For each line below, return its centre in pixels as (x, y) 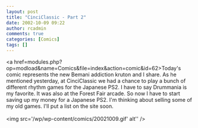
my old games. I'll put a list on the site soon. (60, 106)
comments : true (25, 34)
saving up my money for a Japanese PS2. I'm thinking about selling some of (99, 99)
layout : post (22, 12)
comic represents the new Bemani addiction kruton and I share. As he (91, 74)
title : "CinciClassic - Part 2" (46, 17)
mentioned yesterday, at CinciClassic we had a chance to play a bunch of (96, 80)
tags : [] (17, 45)
